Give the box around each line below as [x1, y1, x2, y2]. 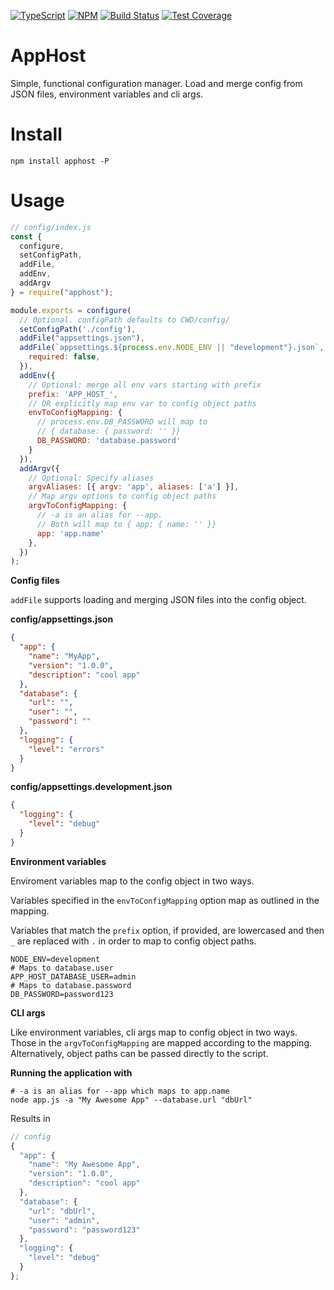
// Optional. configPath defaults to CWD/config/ [19, 315, 230, 325]
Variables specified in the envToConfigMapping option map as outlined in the [10, 894, 320, 906]
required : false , [28, 352, 101, 362]
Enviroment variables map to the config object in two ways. [10, 875, 255, 887]
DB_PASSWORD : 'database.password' [36, 436, 182, 446]
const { [10, 231, 43, 242]
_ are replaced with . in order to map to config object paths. [10, 935, 257, 947]
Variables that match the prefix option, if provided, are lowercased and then [10, 924, 325, 936]
